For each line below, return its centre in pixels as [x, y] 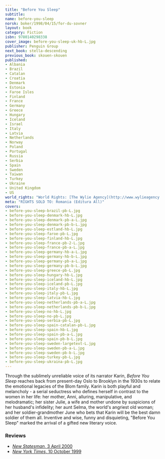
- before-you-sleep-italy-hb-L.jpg [42, 289]
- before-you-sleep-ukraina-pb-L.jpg [44, 362]
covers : [13, 206]
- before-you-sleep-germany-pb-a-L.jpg [46, 261]
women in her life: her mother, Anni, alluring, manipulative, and [68, 397]
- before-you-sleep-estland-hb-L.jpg [44, 229]
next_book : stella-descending [36, 51]
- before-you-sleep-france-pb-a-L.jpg [45, 247]
